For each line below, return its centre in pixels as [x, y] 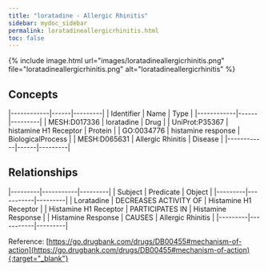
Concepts [33, 94]
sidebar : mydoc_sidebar [48, 23]
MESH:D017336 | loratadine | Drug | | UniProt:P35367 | [138, 122]
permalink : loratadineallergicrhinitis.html [84, 30]
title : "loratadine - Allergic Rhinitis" [78, 16]
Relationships [43, 173]
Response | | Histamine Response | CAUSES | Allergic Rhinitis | [112, 217]
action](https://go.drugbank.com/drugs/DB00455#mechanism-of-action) [129, 249]
